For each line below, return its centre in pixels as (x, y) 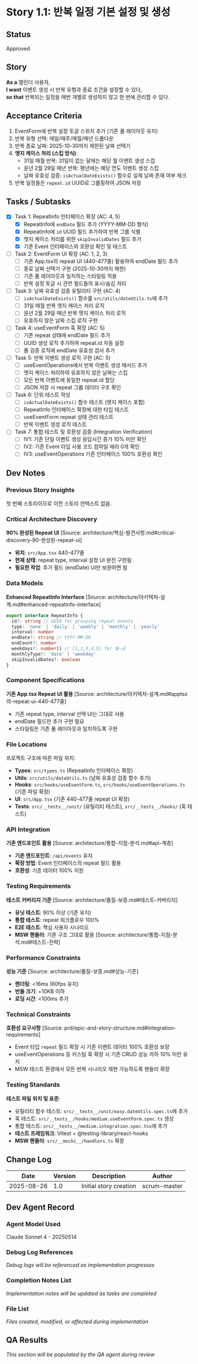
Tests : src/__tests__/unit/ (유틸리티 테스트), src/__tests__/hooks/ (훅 (100, 807)
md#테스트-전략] (41, 942)
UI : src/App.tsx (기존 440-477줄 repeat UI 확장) (72, 799)
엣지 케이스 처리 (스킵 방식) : (46, 153)
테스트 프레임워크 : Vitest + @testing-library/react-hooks (81, 1133)
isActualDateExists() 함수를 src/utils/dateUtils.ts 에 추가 (96, 298)
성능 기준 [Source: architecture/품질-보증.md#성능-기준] (72, 972)
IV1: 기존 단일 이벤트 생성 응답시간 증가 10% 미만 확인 (85, 439)
